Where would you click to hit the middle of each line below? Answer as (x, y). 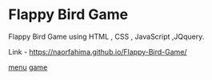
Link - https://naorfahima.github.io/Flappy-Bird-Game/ (98, 51)
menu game (28, 67)
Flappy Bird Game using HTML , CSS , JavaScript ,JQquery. (106, 36)
